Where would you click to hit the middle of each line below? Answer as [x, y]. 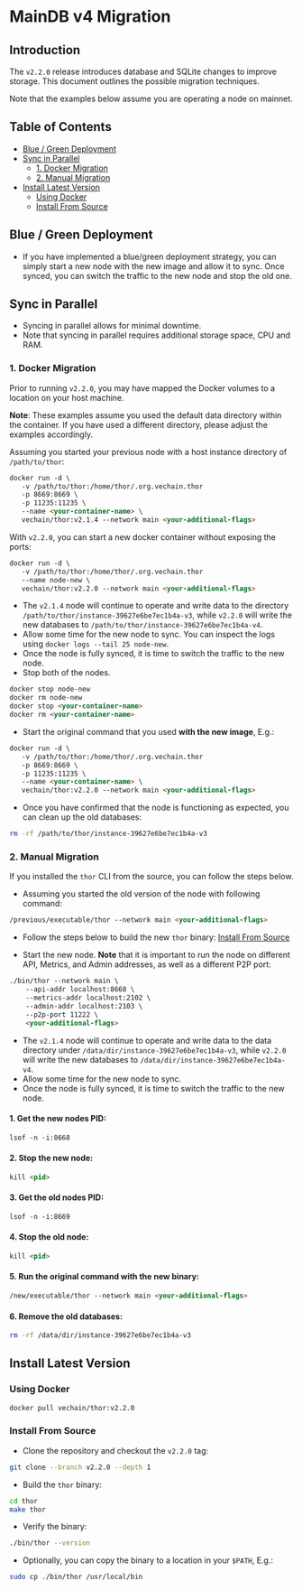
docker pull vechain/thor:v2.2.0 [72, 1408]
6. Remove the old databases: [66, 1316]
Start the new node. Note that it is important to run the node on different [156, 955]
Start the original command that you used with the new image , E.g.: [148, 731]
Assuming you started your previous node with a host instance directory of [148, 451]
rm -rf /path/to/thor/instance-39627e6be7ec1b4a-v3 [108, 834]
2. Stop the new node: [51, 1158]
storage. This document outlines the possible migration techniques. [134, 81]
